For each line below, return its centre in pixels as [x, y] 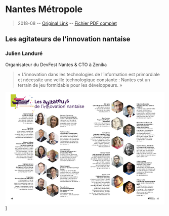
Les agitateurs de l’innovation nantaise [68, 39]
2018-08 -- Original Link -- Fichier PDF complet [67, 23]
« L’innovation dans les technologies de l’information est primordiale [89, 74]
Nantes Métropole [44, 9]
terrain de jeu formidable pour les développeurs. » [70, 85]
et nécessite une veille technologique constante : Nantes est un [84, 80]
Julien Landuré [24, 53]
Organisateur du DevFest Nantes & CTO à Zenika [56, 65]
